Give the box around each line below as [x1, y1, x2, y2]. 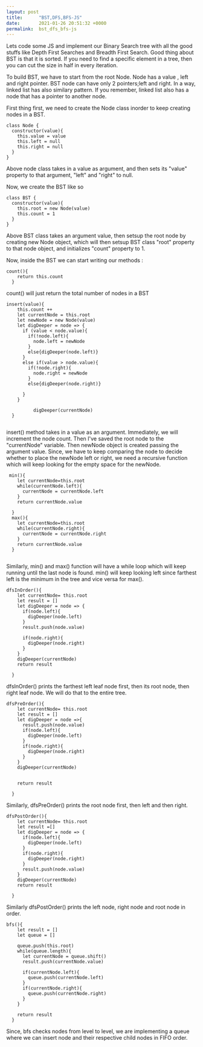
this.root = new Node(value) [17, 205, 91, 212]
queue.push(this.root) [17, 943, 74, 949]
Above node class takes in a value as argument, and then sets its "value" [6, 165, 187, 173]
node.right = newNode [33, 370, 88, 376]
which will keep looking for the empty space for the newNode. [6, 461, 161, 468]
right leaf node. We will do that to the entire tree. [6, 689, 127, 697]
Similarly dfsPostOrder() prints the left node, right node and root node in [6, 903, 186, 911]
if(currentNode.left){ [22, 969, 80, 976]
